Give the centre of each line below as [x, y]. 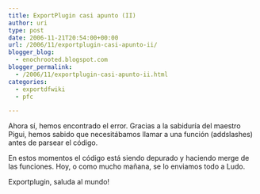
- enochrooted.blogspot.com [62, 60]
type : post [26, 30]
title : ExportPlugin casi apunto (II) [72, 15]
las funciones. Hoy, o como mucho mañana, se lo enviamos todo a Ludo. [127, 166]
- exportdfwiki [40, 89]
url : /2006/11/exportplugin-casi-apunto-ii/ [83, 45]
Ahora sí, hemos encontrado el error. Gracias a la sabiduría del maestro [124, 126]
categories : [28, 82]
